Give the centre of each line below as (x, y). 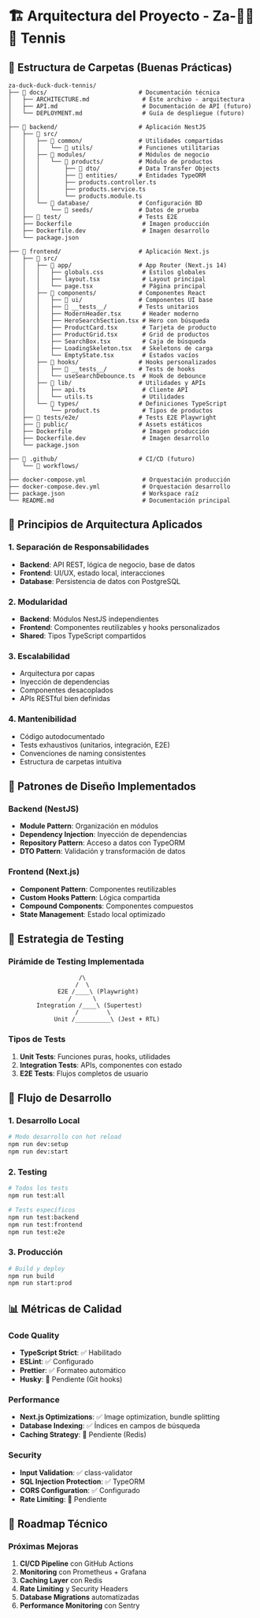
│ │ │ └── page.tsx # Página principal (107, 286)
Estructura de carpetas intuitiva (71, 761)
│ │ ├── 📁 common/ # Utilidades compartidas (116, 141)
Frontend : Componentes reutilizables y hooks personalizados (120, 627)
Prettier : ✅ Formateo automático (72, 1371)
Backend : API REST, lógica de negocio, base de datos (107, 564)
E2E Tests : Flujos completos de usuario (84, 1073)
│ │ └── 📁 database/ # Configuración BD (105, 203)
